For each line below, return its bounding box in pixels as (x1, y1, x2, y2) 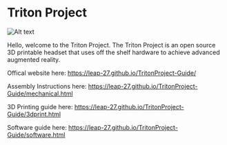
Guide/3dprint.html (7, 110, 61, 118)
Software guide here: (7, 123, 67, 131)
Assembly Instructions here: (7, 82, 87, 90)
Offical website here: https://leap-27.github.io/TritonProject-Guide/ (7, 69, 197, 77)
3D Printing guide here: (7, 102, 74, 111)
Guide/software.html (7, 131, 66, 139)
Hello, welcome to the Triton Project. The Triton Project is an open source (7, 41, 216, 49)
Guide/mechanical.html (7, 89, 74, 98)
